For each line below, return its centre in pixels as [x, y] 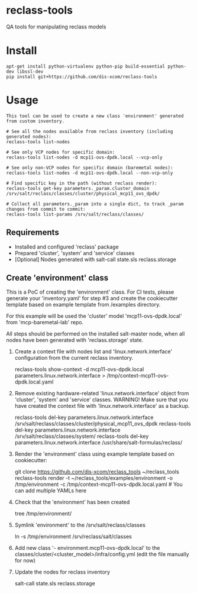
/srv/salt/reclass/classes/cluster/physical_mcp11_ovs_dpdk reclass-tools [103, 424]
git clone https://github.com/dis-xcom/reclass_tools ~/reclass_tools [97, 472]
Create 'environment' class [57, 278]
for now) [25, 560]
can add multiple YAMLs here [51, 491]
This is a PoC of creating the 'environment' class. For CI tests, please [90, 292]
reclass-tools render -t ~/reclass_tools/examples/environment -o [94, 478]
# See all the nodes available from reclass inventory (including [90, 131]
